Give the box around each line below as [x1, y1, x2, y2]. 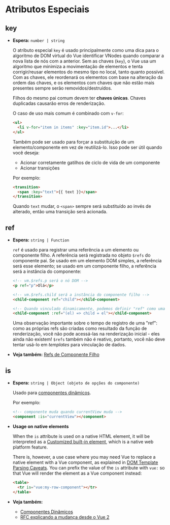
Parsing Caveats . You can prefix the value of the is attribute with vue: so [12, 464, 165, 471]
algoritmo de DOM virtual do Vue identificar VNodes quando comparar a [12, 52, 164, 59]
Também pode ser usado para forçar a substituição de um [12, 139, 134, 145]
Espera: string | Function [12, 237, 70, 243]
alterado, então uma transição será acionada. [12, 209, 108, 215]
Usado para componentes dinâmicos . [12, 390, 91, 396]
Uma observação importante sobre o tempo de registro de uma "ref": [12, 320, 157, 326]
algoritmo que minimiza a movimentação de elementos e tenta [12, 64, 143, 69]
